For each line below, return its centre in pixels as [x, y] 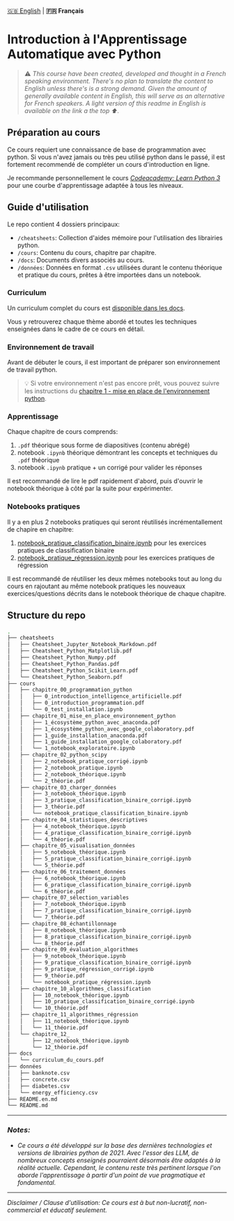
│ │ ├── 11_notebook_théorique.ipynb [68, 1021]
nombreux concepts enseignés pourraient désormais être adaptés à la [119, 1160]
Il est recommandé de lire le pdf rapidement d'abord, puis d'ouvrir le [105, 481]
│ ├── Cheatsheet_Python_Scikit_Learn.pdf [73, 671]
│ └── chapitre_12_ [39, 1034]
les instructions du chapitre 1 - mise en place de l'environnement [117, 391]
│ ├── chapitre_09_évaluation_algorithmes [73, 950]
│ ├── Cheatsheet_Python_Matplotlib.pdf [70, 651]
